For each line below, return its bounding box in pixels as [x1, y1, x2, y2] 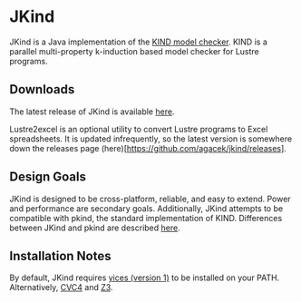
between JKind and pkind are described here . [9, 222, 180, 233]
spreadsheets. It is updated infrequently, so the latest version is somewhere [9, 133, 293, 144]
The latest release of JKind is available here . [9, 106, 175, 117]
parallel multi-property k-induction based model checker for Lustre [9, 45, 260, 56]
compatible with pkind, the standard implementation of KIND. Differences [9, 212, 283, 223]
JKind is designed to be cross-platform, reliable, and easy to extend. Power [9, 193, 292, 204]
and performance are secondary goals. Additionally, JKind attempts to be [9, 202, 284, 214]
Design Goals [9, 170, 86, 185]
